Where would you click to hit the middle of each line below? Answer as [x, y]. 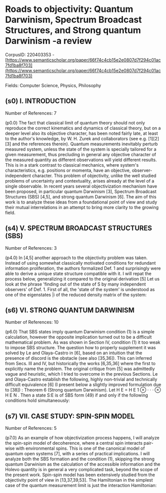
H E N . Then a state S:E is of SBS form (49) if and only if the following [77, 395]
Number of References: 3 [31, 248]
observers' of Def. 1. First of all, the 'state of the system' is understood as [80, 289]
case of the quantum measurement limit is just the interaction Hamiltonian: [81, 486]
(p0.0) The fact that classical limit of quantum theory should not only [75, 122]
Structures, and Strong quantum [73, 30]
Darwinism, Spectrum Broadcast [74, 20]
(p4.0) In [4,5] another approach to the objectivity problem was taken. [76, 258]
